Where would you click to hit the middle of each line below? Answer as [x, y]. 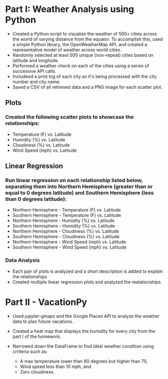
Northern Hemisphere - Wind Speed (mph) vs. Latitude [69, 242]
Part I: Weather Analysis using [70, 9]
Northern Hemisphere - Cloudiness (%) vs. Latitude [66, 231]
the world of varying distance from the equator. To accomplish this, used [88, 39]
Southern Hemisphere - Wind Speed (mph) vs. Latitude [69, 247]
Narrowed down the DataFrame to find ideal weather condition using [83, 346]
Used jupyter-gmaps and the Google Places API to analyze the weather [86, 316]
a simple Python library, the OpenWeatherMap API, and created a [80, 44]
